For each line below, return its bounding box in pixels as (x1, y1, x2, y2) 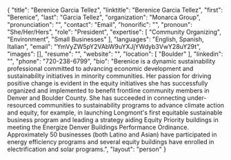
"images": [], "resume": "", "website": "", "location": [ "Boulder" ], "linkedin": (7, 50, 223, 58)
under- (187, 94, 207, 102)
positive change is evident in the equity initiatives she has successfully (7, 79, 208, 87)
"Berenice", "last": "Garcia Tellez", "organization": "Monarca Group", (7, 13, 201, 21)
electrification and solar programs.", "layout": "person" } (7, 145, 167, 153)
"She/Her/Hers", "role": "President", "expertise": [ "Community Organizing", (7, 28, 222, 36)
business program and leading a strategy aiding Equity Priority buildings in (7, 116, 219, 123)
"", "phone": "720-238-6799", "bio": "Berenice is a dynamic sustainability (7, 57, 216, 65)
